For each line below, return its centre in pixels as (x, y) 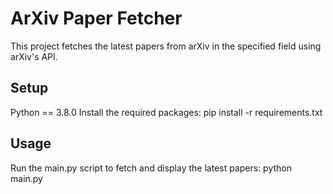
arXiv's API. (34, 56)
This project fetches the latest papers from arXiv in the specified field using (166, 46)
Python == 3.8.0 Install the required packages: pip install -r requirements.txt (166, 112)
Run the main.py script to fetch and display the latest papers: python (151, 168)
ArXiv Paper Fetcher (96, 18)
